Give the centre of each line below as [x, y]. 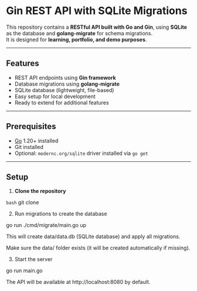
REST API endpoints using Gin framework [65, 77]
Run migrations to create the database [61, 214]
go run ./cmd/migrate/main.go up [46, 225]
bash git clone [23, 202]
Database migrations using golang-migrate [67, 84]
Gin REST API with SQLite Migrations [97, 11]
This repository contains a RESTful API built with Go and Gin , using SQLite [97, 27]
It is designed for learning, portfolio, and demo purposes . [77, 39]
